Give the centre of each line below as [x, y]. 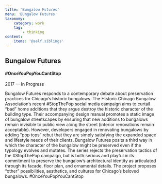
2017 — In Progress [24, 84]
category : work [29, 23]
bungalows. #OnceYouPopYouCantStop [44, 176]
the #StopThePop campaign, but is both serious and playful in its [70, 156]
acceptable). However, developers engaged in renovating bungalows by [77, 130]
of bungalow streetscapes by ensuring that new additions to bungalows [76, 119]
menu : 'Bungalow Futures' [31, 14]
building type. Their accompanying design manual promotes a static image [80, 114]
